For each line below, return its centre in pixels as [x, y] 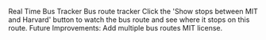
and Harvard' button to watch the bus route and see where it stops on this [129, 20]
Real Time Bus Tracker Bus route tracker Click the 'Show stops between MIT [133, 11]
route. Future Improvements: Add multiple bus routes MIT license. [116, 28]
